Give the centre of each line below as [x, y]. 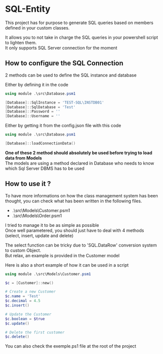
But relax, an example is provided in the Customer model [62, 255]
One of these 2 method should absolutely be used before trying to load [79, 153]
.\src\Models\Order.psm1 [37, 216]
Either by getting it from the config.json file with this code [63, 126]
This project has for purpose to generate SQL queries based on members [79, 23]
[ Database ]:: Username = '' [33, 116]
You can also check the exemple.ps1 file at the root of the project [71, 346]
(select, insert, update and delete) [39, 235]
